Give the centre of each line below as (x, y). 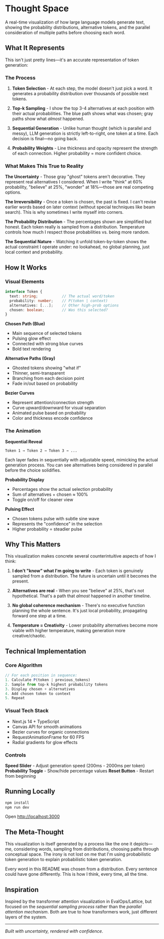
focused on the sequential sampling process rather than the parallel (73, 907)
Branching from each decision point (48, 379)
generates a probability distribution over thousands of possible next (80, 94)
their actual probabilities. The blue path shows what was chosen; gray (82, 114)
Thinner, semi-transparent (38, 373)
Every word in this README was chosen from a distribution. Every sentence (81, 869)
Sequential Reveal (24, 441)
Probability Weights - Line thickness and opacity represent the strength (85, 148)
